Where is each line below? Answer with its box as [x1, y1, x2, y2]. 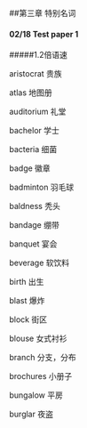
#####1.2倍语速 [9, 50, 68, 61]
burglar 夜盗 [9, 408, 53, 420]
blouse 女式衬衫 [9, 333, 68, 344]
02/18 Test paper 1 [9, 28, 79, 39]
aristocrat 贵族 [9, 69, 62, 79]
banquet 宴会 [9, 238, 58, 249]
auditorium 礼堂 [9, 106, 67, 117]
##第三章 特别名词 [9, 8, 76, 18]
